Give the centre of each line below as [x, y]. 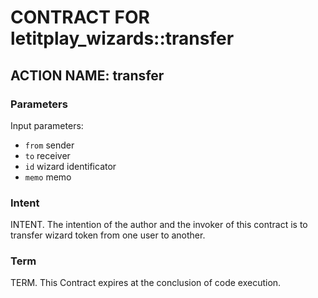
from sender [49, 145]
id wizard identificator [70, 166]
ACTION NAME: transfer [87, 75]
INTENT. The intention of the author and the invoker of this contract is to [159, 225]
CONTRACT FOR [80, 17]
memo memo [48, 177]
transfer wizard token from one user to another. [108, 235]
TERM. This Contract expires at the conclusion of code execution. [146, 283]
